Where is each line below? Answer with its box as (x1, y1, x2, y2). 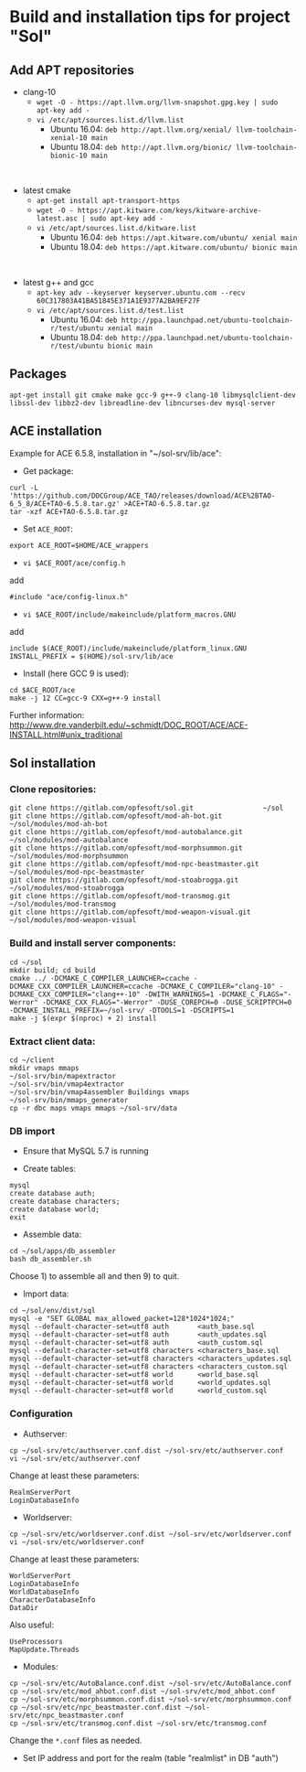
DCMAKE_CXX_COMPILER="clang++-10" (9, 990, 142, 999)
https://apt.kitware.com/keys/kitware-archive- (77, 206, 262, 215)
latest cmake (22, 185, 71, 196)
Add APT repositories (9, 62, 135, 78)
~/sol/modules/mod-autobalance (9, 835, 129, 845)
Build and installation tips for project (9, 6, 290, 27)
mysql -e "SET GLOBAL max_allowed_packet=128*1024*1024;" (9, 1315, 235, 1324)
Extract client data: (9, 1035, 96, 1047)
